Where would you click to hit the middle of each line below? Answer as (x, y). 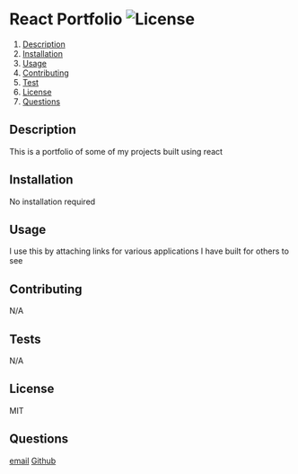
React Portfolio (66, 19)
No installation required (53, 201)
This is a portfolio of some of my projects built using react (116, 151)
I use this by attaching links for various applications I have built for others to (149, 251)
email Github (33, 461)
